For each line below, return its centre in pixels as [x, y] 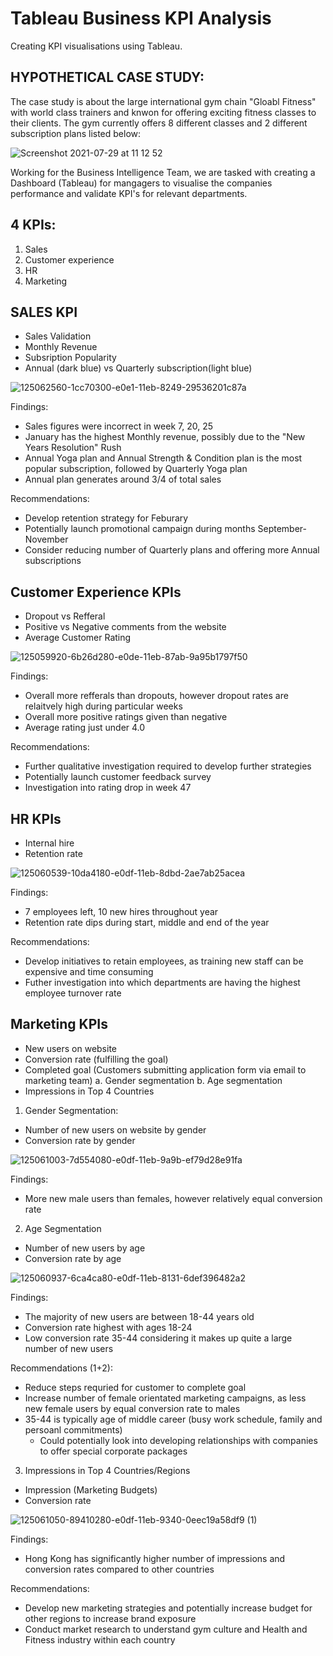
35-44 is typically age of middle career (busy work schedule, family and [173, 1419]
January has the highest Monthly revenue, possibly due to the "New [165, 437]
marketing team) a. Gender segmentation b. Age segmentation [153, 1080]
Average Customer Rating [78, 638]
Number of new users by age [85, 1248]
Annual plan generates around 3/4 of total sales [123, 479]
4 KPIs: [33, 225]
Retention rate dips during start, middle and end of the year [147, 922]
